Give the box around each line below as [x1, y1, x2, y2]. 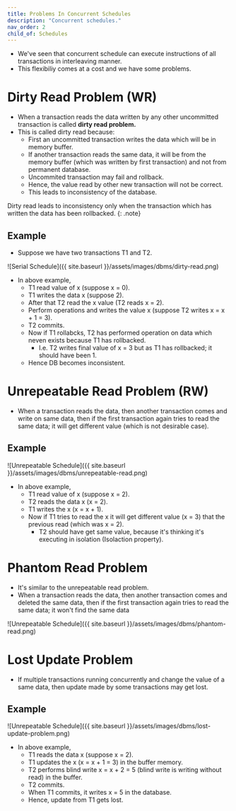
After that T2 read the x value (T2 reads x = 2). [28, 299, 165, 306]
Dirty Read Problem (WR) [7, 89, 158, 105]
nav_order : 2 [7, 23, 46, 30]
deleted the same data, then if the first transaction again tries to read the [17, 598, 230, 606]
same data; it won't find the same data [17, 606, 129, 614]
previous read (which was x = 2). [28, 519, 124, 528]
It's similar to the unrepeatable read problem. [17, 583, 149, 592]
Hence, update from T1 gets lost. [28, 795, 124, 804]
